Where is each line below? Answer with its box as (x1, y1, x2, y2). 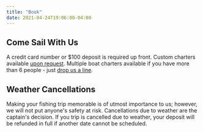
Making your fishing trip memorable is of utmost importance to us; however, (6, 100, 197, 108)
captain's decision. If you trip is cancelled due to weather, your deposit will (6, 114, 194, 121)
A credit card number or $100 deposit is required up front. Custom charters (6, 53, 196, 61)
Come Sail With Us (6, 37, 78, 48)
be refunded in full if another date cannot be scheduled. (6, 120, 147, 127)
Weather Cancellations (6, 84, 96, 95)
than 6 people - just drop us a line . (6, 67, 93, 74)
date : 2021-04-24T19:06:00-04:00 (6, 15, 92, 21)
